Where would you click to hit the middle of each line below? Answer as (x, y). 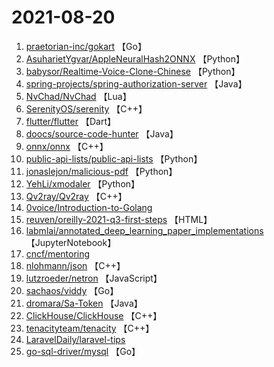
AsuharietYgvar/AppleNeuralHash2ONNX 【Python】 (135, 58)
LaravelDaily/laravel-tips (75, 339)
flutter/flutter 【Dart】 (70, 121)
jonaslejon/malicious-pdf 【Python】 (101, 171)
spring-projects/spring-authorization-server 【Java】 (136, 83)
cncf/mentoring (58, 253)
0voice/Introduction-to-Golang (89, 207)
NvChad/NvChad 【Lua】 (78, 96)
